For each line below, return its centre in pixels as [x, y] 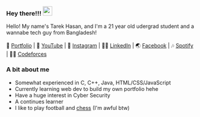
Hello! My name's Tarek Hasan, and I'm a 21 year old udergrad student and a [100, 26]
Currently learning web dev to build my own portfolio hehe [87, 88]
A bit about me [28, 69]
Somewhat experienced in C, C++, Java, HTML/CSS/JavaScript [93, 83]
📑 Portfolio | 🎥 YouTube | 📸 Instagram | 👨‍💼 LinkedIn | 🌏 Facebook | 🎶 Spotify [100, 46]
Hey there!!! [24, 13]
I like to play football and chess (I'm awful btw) [72, 107]
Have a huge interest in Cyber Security [62, 95]
